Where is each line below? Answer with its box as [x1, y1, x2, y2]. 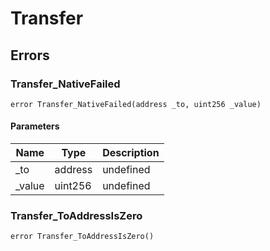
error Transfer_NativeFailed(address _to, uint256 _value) [10, 99, 262, 109]
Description [102, 146, 160, 160]
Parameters [10, 120, 60, 132]
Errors [10, 47, 50, 64]
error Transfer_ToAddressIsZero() [10, 232, 155, 242]
